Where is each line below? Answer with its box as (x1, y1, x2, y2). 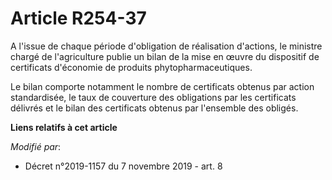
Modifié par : (10, 140, 62, 152)
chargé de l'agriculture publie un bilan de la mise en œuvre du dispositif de (10, 50, 320, 62)
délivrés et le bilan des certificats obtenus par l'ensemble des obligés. (10, 102, 299, 114)
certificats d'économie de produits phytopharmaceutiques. (10, 61, 253, 73)
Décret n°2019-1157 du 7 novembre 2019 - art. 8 (24, 160, 223, 172)
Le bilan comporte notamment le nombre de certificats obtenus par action (10, 80, 315, 92)
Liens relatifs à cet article (10, 121, 118, 133)
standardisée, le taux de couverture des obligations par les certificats (10, 91, 297, 103)
